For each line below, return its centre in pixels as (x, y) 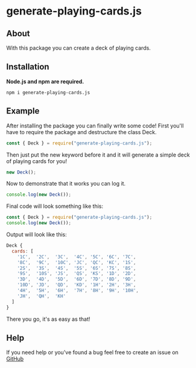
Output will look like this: (37, 234)
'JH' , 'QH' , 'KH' (42, 296)
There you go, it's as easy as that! (48, 319)
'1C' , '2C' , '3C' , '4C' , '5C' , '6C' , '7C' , (77, 257)
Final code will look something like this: (55, 206)
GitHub (15, 359)
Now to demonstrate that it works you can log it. (66, 184)
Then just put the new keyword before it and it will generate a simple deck (98, 155)
